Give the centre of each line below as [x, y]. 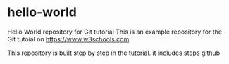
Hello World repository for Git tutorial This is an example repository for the [115, 32]
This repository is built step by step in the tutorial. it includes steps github [114, 53]
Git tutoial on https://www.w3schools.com [68, 39]
